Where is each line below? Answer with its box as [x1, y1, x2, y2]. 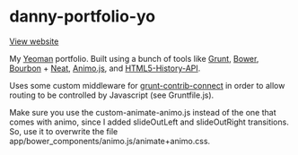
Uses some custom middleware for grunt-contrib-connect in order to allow [9, 80, 285, 90]
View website [9, 36, 59, 47]
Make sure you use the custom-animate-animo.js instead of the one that [9, 107, 276, 117]
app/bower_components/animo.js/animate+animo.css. [9, 135, 211, 146]
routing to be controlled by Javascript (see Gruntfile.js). [9, 90, 215, 100]
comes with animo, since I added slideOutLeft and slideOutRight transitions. [9, 116, 289, 127]
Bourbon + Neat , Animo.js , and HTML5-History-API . [9, 63, 201, 73]
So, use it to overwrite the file [9, 125, 118, 136]
